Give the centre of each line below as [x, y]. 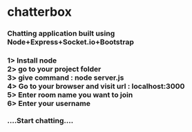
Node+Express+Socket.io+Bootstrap [71, 42]
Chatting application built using [61, 34]
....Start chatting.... [40, 121]
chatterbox [40, 12]
